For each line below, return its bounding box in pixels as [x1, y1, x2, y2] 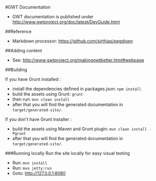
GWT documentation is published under [12, 14, 94, 19]
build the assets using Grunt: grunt [12, 91, 83, 97]
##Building [5, 67, 27, 72]
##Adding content [5, 48, 42, 53]
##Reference [5, 29, 32, 34]
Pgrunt [12, 131, 26, 136]
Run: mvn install [12, 160, 48, 166]
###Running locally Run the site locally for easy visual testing [5, 150, 130, 156]
